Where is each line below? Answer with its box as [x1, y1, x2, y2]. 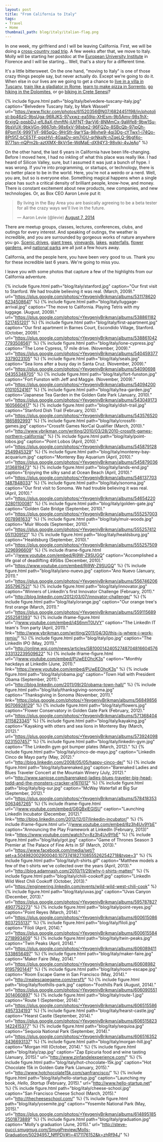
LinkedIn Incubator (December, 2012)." [5, 811, 82, 817]
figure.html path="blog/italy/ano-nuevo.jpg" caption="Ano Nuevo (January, [5, 568, 156, 574]
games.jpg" [5, 423, 28, 429]
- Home [5, 25, 18, 30]
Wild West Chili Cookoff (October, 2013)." [5, 879, 88, 884]
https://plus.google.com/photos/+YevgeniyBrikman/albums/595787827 [15, 899, 157, 905]
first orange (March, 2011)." [5, 604, 60, 610]
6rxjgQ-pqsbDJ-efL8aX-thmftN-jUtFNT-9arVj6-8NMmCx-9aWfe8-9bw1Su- [5, 119, 156, 125]
